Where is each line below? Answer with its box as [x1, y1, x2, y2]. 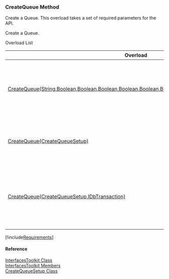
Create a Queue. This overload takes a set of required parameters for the [5, 15, 156, 21]
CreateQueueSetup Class [5, 268, 58, 274]
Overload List [5, 40, 33, 46]
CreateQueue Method [5, 4, 59, 11]
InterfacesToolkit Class [5, 257, 53, 263]
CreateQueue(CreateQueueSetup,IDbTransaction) [8, 193, 126, 200]
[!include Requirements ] [5, 234, 54, 240]
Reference [5, 246, 28, 252]
